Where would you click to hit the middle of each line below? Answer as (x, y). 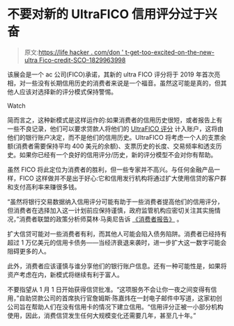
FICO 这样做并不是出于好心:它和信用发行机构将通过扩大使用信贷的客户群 (123, 178)
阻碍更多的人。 (29, 251)
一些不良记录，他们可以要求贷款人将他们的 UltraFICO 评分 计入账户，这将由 (116, 129)
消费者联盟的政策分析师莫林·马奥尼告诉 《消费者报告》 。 (101, 219)
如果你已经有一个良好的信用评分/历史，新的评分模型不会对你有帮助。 (118, 154)
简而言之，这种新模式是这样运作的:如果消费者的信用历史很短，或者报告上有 (115, 120)
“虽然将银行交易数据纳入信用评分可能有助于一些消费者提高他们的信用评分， (116, 202)
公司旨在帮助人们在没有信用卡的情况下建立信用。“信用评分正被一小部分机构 (116, 307)
